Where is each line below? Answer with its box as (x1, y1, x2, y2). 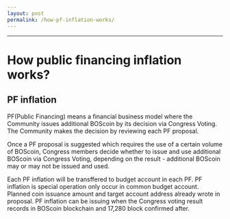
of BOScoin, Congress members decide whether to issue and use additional (7, 147, 221, 155)
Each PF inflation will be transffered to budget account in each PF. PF (7, 175, 203, 183)
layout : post (7, 10, 44, 17)
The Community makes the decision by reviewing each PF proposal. (7, 127, 199, 135)
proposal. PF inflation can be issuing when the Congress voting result (7, 196, 203, 205)
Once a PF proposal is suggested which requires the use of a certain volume (7, 140, 222, 148)
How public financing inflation (7, 52, 182, 68)
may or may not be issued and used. (7, 162, 110, 170)
